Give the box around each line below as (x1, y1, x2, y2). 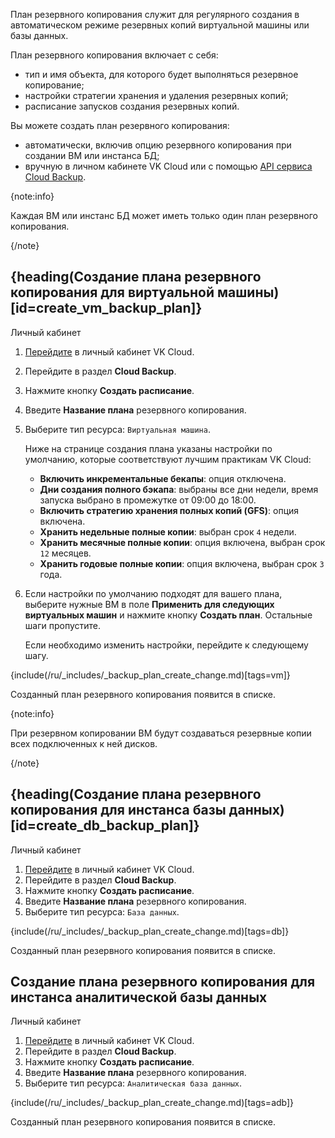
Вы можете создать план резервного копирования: (10, 120, 230, 131)
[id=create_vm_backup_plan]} (10, 300, 203, 317)
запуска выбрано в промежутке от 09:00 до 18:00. (39, 494, 257, 506)
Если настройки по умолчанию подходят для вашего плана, (24, 587, 283, 599)
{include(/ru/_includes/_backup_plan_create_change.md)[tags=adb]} (10, 1097, 295, 1109)
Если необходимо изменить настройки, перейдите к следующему (24, 639, 309, 651)
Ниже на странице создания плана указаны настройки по (24, 442, 273, 454)
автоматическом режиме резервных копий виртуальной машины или (10, 19, 310, 31)
